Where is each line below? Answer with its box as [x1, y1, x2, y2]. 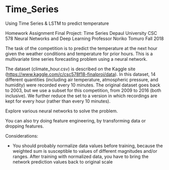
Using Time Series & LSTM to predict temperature [5, 20, 109, 26]
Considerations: [5, 133, 38, 139]
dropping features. [5, 123, 44, 129]
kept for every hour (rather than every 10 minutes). [5, 98, 111, 104]
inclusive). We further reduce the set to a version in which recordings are [5, 93, 158, 99]
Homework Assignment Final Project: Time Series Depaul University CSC [5, 30, 157, 36]
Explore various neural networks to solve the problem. [5, 108, 118, 114]
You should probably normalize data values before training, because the [12, 143, 163, 149]
